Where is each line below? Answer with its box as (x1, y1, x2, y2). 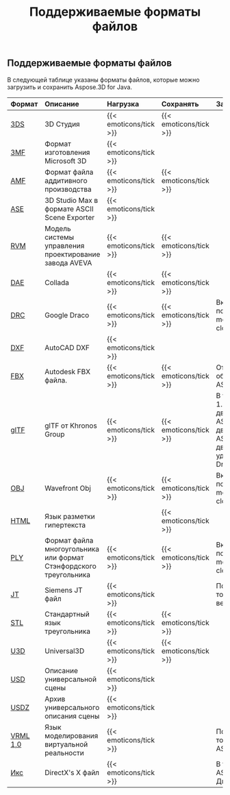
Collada (44, 278, 70, 287)
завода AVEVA (44, 258, 92, 267)
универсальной (44, 674, 97, 684)
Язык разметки (44, 511, 95, 521)
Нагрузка (107, 99, 139, 108)
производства (44, 184, 92, 194)
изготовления (44, 147, 90, 157)
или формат (44, 552, 84, 562)
